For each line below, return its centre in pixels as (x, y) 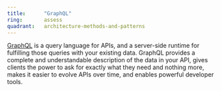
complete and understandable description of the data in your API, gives (108, 60)
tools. (15, 82)
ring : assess (35, 20)
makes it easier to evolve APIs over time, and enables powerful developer (110, 75)
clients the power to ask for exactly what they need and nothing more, (106, 67)
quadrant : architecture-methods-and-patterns (76, 26)
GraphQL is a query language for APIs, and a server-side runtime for (103, 46)
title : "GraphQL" (39, 13)
